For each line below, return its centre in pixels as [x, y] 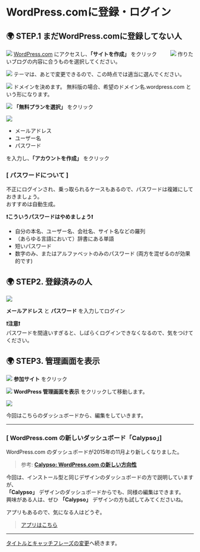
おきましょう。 [24, 197]
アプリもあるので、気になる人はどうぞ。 [56, 512]
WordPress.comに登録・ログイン [89, 12]
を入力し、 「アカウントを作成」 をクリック [58, 158]
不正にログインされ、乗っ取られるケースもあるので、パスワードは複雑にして [100, 189]
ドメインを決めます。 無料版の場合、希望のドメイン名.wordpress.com [99, 87]
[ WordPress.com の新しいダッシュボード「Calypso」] [84, 438]
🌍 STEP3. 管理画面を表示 [53, 361]
